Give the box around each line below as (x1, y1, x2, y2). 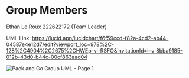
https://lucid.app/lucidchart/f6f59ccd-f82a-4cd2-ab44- (32, 34, 169, 41)
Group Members (6, 4, 88, 17)
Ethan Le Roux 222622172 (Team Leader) (6, 23, 107, 30)
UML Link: (6, 34, 31, 41)
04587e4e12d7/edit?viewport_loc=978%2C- (6, 41, 114, 48)
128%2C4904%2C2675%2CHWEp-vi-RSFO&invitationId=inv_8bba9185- (6, 47, 183, 54)
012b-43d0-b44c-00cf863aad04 (6, 53, 87, 60)
